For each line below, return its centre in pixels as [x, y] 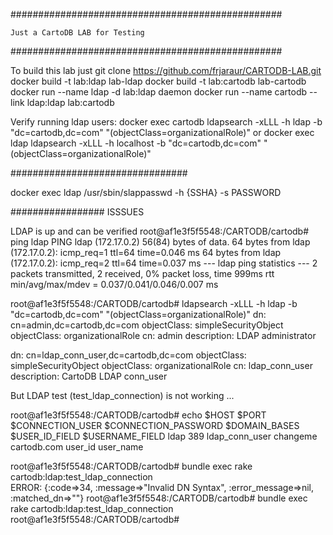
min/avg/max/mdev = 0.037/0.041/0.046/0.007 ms [114, 284]
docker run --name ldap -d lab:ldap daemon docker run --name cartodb [159, 92]
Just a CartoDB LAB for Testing [77, 33]
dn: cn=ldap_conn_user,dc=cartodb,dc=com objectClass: [128, 355]
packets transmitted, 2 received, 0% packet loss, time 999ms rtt [142, 273]
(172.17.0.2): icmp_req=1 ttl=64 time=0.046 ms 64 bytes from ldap [146, 252]
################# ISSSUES [77, 212]
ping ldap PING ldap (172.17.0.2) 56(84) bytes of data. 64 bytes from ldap [160, 242]
